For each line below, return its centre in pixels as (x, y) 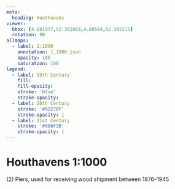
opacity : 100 (34, 58)
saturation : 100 (38, 63)
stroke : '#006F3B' (41, 126)
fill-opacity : (35, 87)
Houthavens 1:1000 (57, 162)
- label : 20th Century (41, 103)
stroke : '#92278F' (41, 109)
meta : (13, 12)
